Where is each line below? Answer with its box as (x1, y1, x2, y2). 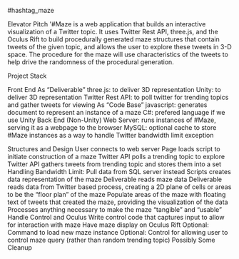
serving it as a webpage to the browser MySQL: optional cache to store (7, 123, 217, 131)
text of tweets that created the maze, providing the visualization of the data (7, 198, 228, 206)
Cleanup (7, 243, 32, 252)
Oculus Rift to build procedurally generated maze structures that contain (7, 35, 220, 44)
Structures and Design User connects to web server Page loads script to (7, 145, 220, 153)
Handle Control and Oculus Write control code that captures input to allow (7, 213, 225, 221)
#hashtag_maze (7, 6, 55, 14)
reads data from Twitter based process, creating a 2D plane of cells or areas (7, 183, 232, 191)
